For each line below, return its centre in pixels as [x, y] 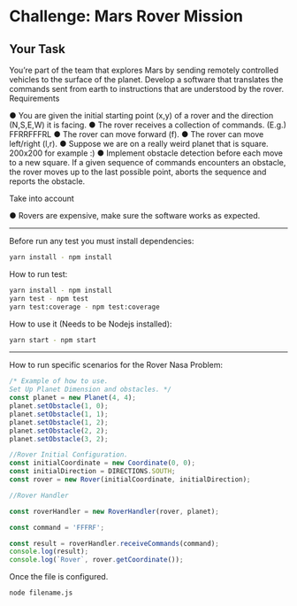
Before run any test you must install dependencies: [102, 241]
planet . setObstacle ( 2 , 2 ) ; [59, 431]
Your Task [38, 49]
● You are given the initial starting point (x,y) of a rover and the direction [141, 115]
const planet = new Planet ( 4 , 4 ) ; [73, 398]
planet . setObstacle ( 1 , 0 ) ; [59, 406]
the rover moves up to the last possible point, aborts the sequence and [138, 172]
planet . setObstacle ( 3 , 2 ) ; [59, 439]
